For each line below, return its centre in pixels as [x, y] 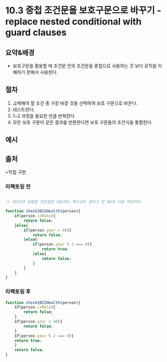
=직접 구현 [16, 172]
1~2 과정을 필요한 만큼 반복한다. [44, 116]
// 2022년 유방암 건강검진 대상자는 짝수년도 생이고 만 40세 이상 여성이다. [74, 202]
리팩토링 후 [18, 292]
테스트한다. [24, 109]
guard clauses [36, 32]
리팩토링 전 [18, 186]
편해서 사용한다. [42, 72]
